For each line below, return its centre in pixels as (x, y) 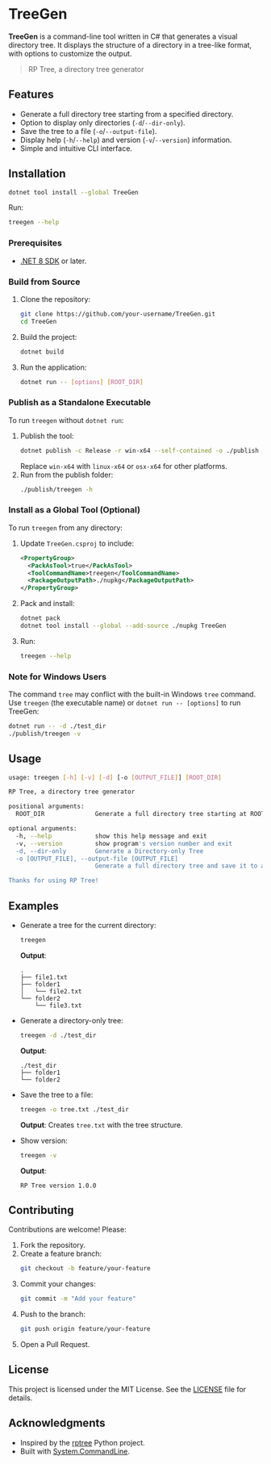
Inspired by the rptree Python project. (82, 1442)
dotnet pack (40, 618)
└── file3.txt (58, 1006)
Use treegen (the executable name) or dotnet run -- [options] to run (125, 703)
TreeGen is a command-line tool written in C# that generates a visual (123, 36)
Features (31, 95)
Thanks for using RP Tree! (54, 880)
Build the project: (48, 337)
